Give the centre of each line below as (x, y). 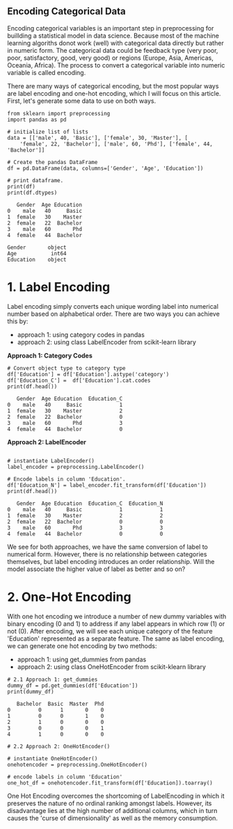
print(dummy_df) (31, 691)
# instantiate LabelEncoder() (51, 461)
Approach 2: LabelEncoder (47, 442)
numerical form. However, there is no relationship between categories (107, 554)
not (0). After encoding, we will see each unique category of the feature (110, 631)
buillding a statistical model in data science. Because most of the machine (113, 35)
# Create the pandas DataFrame (53, 162)
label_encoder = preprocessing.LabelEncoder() (76, 467)
